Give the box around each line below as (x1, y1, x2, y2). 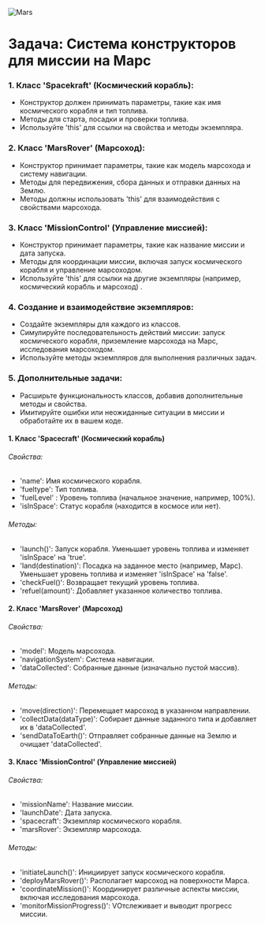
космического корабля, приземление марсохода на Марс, (19, 336, 218, 346)
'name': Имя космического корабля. (19, 476, 142, 486)
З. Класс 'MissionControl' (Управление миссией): (8, 222, 208, 233)
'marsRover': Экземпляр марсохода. (19, 825, 142, 834)
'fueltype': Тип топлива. (19, 485, 99, 494)
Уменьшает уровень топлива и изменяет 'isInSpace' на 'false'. (19, 569, 229, 579)
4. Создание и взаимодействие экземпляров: (8, 302, 194, 312)
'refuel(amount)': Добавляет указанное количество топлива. (19, 586, 222, 595)
